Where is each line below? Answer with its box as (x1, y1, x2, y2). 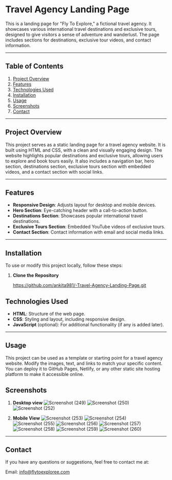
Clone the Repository (12, 273, 59, 279)
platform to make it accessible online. (5, 371, 84, 377)
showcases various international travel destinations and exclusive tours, (5, 26, 157, 32)
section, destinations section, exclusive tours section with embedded (5, 163, 151, 170)
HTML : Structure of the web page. (12, 311, 85, 317)
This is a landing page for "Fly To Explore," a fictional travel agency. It (5, 20, 152, 27)
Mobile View (12, 415, 40, 421)
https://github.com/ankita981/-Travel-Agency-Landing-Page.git (12, 282, 146, 288)
